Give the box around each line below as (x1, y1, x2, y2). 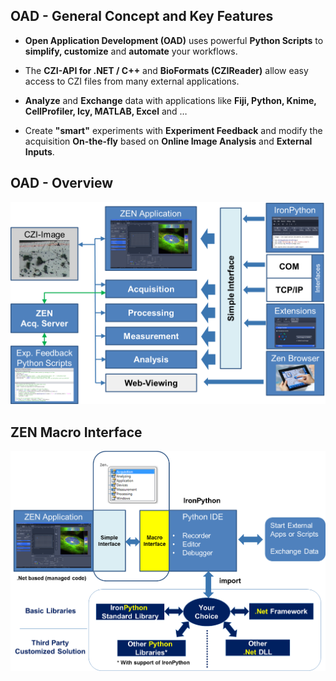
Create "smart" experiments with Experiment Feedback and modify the (24, 124, 323, 136)
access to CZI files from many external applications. (24, 75, 240, 87)
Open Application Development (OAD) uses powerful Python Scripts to (24, 34, 324, 46)
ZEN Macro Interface (10, 424, 143, 441)
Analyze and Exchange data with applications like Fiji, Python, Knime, (24, 94, 317, 106)
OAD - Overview (10, 175, 114, 192)
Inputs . (24, 145, 55, 158)
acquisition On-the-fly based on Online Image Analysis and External (24, 135, 313, 147)
